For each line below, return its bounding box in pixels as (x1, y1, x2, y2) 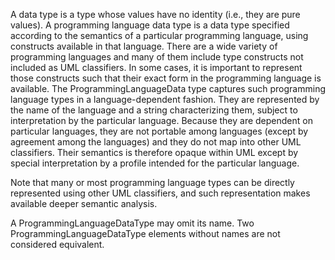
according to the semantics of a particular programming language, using (10, 30, 309, 41)
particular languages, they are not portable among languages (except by (10, 125, 309, 137)
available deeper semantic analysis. (10, 198, 158, 209)
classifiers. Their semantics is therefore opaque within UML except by (10, 147, 299, 158)
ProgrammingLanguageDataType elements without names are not (10, 228, 281, 239)
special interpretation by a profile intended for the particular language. (10, 157, 300, 169)
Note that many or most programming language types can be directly (10, 177, 295, 188)
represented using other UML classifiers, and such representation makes (10, 187, 311, 199)
